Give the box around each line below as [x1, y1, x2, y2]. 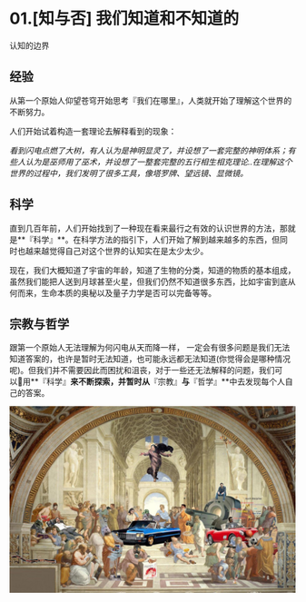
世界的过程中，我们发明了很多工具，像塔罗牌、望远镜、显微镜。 [9, 167, 248, 178]
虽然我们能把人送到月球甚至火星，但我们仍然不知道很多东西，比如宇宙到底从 [9, 276, 296, 287]
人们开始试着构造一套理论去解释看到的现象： [9, 125, 177, 136]
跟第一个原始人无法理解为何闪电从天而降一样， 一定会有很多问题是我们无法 [9, 342, 291, 353]
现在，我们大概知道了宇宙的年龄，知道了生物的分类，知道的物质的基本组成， [9, 264, 296, 275]
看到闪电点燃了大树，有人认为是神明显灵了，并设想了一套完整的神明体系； [9, 144, 288, 155]
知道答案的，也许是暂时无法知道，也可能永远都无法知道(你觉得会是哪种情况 [9, 353, 291, 364]
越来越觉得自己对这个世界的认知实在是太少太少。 [25, 245, 209, 256]
